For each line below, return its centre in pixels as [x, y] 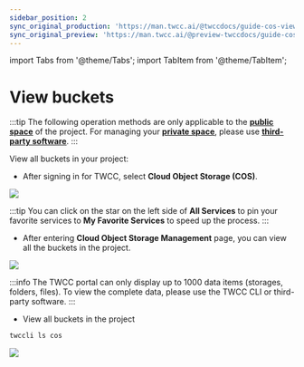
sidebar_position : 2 [48, 18]
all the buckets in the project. [76, 248]
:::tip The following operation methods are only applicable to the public [142, 122]
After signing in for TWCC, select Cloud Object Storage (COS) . [140, 177]
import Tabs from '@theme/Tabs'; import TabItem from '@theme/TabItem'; [148, 61]
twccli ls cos [36, 336]
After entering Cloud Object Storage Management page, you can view [154, 238]
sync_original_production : [60, 26]
